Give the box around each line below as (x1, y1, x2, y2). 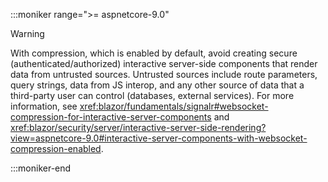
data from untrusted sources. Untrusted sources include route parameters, (10, 69, 318, 80)
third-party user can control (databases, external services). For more (10, 90, 295, 101)
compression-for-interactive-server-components (10, 111, 212, 123)
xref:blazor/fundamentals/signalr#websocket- (79, 100, 269, 112)
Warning (10, 28, 45, 39)
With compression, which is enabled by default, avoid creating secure (10, 47, 298, 59)
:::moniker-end (10, 162, 72, 174)
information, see (10, 100, 78, 112)
